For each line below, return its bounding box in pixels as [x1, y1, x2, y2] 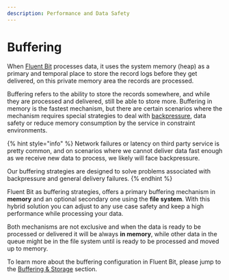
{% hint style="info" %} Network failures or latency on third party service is [7, 139, 220, 148]
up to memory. [7, 244, 49, 253]
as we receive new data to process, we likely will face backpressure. [7, 154, 200, 162]
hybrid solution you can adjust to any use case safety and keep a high [7, 202, 204, 210]
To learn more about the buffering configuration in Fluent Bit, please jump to [7, 257, 221, 266]
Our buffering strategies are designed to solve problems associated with [7, 167, 211, 175]
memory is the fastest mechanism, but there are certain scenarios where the [7, 104, 223, 113]
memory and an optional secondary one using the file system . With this [7, 195, 211, 203]
